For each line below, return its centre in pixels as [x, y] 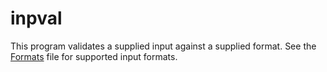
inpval [36, 18]
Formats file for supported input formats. [94, 56]
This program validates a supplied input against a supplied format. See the [163, 46]
